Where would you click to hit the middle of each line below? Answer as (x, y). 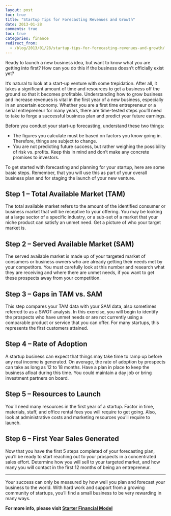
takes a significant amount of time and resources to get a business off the (83, 89)
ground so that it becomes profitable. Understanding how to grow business (84, 94)
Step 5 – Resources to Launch (53, 394)
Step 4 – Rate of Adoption (46, 344)
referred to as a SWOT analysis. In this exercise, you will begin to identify (82, 312)
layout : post (19, 10)
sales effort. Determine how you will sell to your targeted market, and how (83, 462)
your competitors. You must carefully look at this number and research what (85, 267)
